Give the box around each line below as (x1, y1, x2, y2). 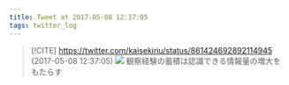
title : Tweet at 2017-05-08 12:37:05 (9, 12, 148, 22)
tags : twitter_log (9, 21, 77, 30)
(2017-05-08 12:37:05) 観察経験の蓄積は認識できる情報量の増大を (30, 55, 281, 66)
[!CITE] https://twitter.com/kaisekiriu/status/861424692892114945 (30, 45, 272, 55)
